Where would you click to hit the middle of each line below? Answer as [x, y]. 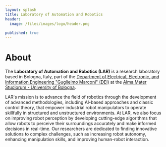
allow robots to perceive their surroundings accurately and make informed [81, 123]
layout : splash [21, 10]
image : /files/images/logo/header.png [50, 24]
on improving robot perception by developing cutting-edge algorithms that [81, 118]
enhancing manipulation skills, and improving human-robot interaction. [77, 139]
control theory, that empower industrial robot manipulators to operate [76, 107]
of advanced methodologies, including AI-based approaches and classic [79, 102]
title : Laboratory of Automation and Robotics [54, 14]
